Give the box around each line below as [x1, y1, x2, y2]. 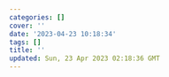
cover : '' [9, 21, 46, 30]
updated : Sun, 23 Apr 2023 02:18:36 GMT [9, 54, 161, 63]
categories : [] [9, 12, 65, 22]
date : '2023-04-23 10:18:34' [9, 29, 117, 38]
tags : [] [9, 37, 42, 47]
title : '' [9, 46, 46, 55]
